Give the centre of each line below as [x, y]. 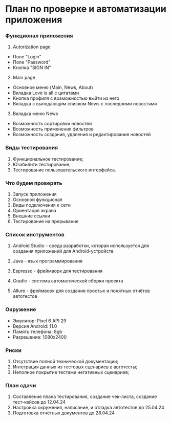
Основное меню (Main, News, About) [53, 87]
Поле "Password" [31, 62]
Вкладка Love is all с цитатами [46, 93]
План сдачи [21, 385]
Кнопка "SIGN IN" [32, 68]
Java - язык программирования [48, 261]
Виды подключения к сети [41, 205]
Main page [24, 78]
